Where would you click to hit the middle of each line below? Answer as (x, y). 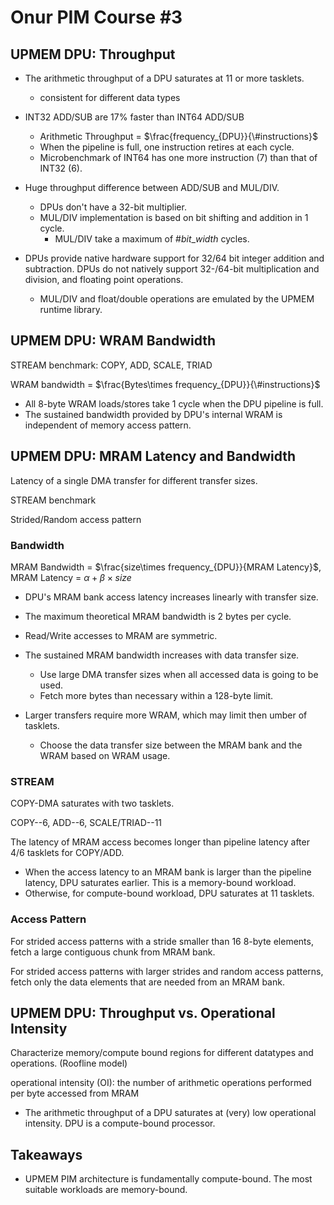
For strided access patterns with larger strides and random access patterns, (167, 971)
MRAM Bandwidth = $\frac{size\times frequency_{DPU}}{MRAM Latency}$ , (166, 567)
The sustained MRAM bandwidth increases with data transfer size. (162, 655)
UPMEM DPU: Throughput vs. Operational (143, 1012)
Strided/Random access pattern (76, 519)
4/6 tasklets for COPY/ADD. (67, 853)
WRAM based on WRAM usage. (105, 755)
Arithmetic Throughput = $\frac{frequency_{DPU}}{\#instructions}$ (178, 136)
